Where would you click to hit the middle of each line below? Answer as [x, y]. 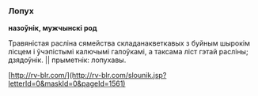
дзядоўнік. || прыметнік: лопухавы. [67, 60]
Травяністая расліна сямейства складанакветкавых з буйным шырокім [129, 43]
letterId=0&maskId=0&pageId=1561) [67, 83]
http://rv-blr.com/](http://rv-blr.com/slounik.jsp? [89, 76]
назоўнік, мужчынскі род [53, 28]
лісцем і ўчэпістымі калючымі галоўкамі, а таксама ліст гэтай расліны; [128, 52]
